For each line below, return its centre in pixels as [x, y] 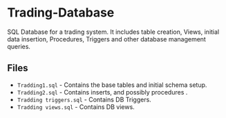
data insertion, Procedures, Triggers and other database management [106, 39]
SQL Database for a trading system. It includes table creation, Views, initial [113, 32]
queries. [19, 46]
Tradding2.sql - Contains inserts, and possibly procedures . [102, 92]
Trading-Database [61, 13]
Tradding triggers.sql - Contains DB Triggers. [84, 99]
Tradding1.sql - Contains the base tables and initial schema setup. [112, 85]
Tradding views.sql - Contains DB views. [76, 107]
